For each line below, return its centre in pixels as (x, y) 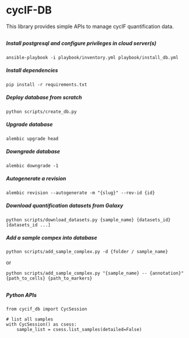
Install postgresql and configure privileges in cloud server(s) (81, 43)
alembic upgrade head (32, 139)
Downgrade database (33, 151)
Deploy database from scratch (44, 98)
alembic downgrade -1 (32, 165)
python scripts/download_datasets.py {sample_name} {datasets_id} (88, 220)
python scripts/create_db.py (41, 112)
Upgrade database (29, 125)
